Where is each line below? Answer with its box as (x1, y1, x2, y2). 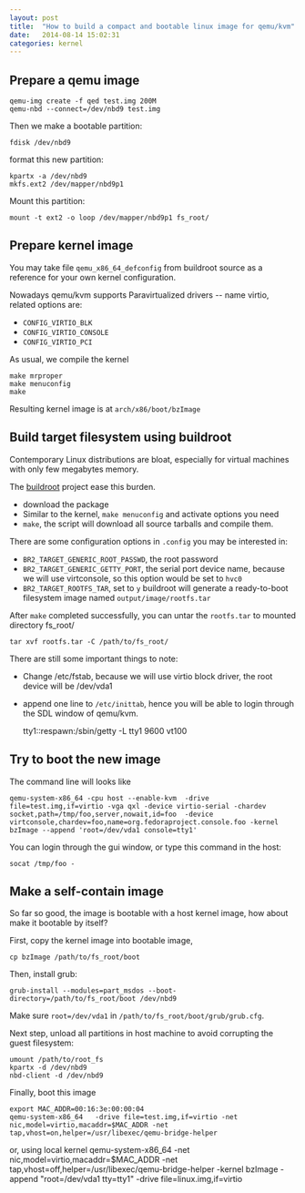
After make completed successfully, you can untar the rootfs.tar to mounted (9, 609, 297, 620)
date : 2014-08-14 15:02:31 (9, 30, 120, 39)
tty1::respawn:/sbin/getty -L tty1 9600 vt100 (22, 725, 188, 736)
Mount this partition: (9, 196, 86, 207)
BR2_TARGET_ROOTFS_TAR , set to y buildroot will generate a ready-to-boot (22, 582, 289, 593)
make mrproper (9, 371, 64, 381)
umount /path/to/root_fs (9, 1055, 104, 1065)
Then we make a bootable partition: (9, 120, 143, 132)
